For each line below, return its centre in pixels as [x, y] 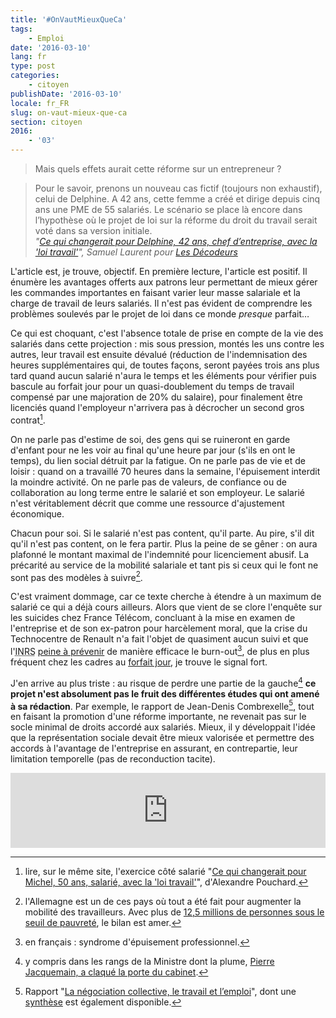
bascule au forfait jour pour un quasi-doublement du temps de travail [152, 386]
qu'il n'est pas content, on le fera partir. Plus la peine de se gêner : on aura [164, 543]
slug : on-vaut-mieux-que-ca [69, 112]
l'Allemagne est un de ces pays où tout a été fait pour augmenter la [163, 902]
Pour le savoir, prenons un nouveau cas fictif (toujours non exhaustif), [178, 188]
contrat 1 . [28, 419]
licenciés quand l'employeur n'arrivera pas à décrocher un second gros [157, 407]
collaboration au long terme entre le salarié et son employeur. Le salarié [157, 492]
